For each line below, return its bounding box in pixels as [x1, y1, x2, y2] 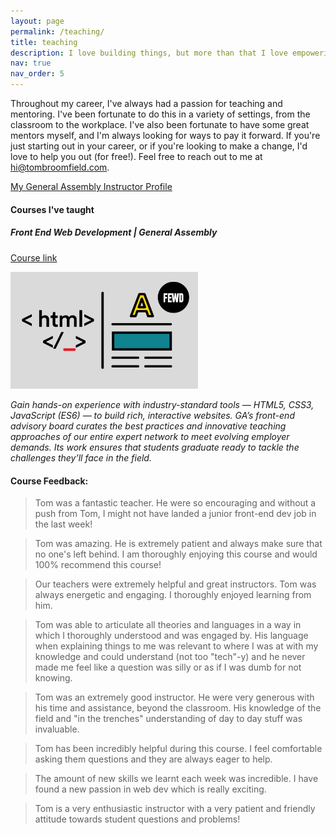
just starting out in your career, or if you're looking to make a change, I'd [10, 140, 308, 152]
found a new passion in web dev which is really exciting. [34, 783, 267, 795]
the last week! [34, 518, 93, 530]
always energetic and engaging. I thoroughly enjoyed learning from [34, 589, 312, 601]
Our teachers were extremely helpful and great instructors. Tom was [34, 578, 317, 590]
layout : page [10, 16, 65, 26]
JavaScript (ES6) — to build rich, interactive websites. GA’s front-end [10, 410, 295, 422]
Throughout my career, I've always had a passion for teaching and [10, 98, 283, 109]
